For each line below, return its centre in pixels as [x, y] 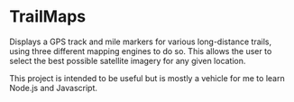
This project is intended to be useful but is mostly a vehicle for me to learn [147, 78]
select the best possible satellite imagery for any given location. [128, 60]
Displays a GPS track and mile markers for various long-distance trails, [141, 42]
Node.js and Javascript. [53, 88]
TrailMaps [48, 17]
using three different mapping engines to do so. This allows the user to [141, 51]
